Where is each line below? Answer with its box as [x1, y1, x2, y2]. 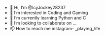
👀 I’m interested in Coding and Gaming [9, 10, 88, 16]
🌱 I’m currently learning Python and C [9, 15, 86, 20]
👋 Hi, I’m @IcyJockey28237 [9, 5, 66, 10]
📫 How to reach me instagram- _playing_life [9, 26, 101, 31]
